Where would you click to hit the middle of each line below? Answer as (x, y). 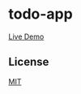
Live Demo (26, 36)
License (29, 62)
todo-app (40, 14)
